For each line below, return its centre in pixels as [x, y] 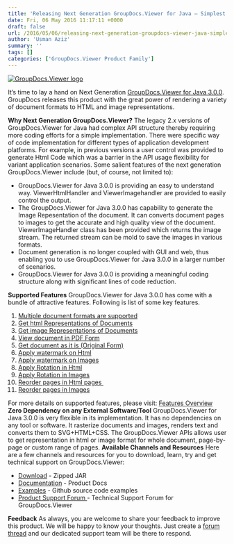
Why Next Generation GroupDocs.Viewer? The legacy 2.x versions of [109, 120]
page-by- [212, 440]
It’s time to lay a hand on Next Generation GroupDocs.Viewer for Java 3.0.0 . [116, 92]
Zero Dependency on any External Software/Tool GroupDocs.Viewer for [112, 410]
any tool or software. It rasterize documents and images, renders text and [113, 425]
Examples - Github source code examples [78, 490]
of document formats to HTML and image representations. [91, 107]
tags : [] [20, 53]
